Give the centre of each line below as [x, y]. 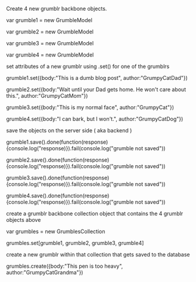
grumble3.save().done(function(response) [58, 178]
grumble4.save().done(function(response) [58, 196]
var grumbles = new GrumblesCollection [56, 231]
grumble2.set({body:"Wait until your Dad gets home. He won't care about [96, 89]
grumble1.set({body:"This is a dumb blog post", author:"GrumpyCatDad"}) [97, 78]
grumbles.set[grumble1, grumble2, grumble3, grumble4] [75, 243]
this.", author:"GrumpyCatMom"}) [47, 96]
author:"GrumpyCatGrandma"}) [45, 272]
